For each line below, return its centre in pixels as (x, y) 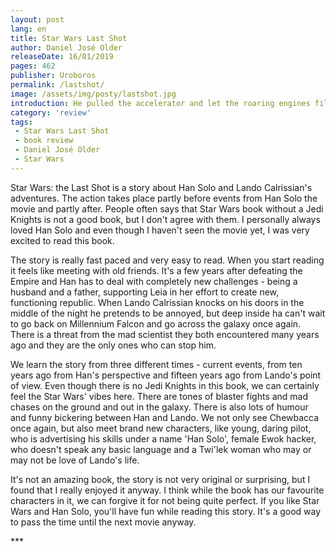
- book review (44, 141)
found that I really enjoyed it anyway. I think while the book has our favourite (167, 490)
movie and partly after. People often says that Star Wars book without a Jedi (167, 208)
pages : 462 (33, 66)
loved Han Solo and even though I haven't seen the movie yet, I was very (160, 230)
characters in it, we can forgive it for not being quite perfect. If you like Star (165, 500)
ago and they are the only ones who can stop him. (113, 345)
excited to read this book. (62, 240)
